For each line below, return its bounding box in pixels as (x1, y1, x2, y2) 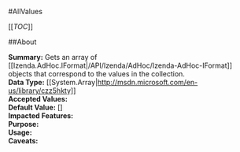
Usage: (8, 128, 33, 137)
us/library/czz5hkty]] (8, 86, 76, 95)
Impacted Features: (8, 111, 73, 120)
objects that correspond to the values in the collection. (8, 69, 185, 78)
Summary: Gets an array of (8, 53, 98, 61)
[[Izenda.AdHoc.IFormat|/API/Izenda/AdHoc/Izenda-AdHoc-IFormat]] (8, 61, 233, 70)
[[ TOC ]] (8, 22, 33, 31)
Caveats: (8, 136, 39, 145)
